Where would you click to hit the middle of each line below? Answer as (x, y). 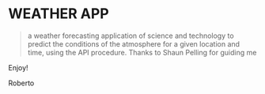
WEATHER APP (59, 14)
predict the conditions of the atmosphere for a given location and (133, 43)
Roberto (21, 83)
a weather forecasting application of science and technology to (131, 36)
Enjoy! (19, 67)
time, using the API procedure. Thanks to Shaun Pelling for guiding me (142, 52)
